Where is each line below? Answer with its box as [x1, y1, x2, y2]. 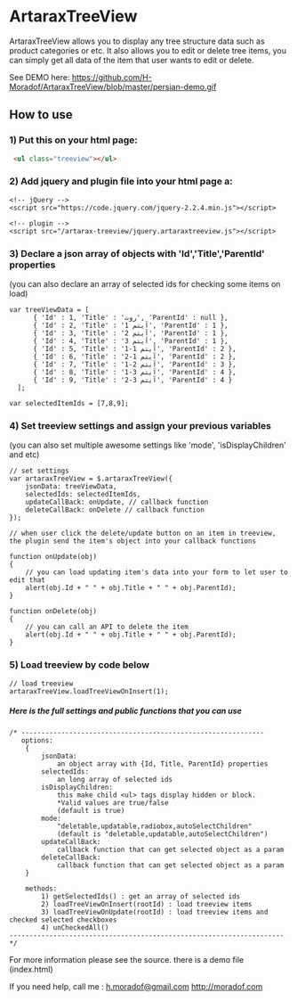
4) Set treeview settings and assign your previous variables [9, 420, 271, 432]
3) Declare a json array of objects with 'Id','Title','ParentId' [9, 247, 265, 259]
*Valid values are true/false [56, 798, 169, 808]
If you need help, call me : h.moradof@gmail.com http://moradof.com [9, 980, 263, 991]
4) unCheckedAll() [41, 923, 109, 932]
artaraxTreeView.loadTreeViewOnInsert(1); [9, 686, 169, 696]
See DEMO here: [9, 71, 70, 82]
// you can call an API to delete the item [25, 622, 189, 632]
